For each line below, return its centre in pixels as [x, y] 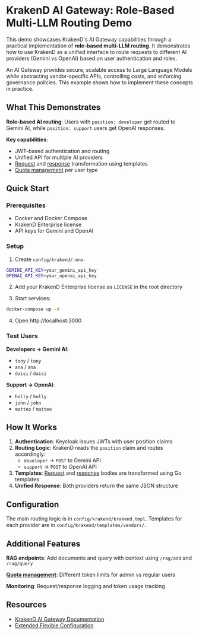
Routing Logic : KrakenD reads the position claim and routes [89, 448]
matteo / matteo [33, 409]
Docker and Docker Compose [51, 218]
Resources [26, 605]
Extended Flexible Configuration [54, 625]
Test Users [22, 336]
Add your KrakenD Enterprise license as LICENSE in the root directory [99, 287]
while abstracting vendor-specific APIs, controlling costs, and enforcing [94, 76]
